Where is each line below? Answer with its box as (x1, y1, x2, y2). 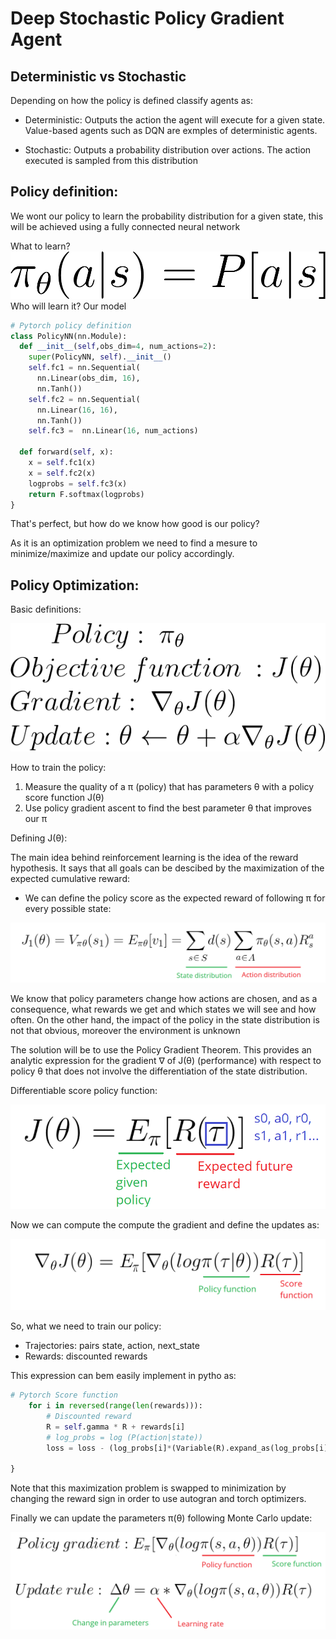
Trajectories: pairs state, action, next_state (24, 1340, 200, 1352)
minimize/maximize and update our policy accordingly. (10, 548, 235, 560)
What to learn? (10, 240, 71, 252)
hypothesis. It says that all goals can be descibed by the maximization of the (10, 862, 325, 874)
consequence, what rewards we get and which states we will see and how (10, 1003, 317, 1016)
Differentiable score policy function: (10, 1085, 158, 1097)
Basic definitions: (10, 603, 82, 616)
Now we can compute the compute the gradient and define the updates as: (10, 1219, 320, 1231)
